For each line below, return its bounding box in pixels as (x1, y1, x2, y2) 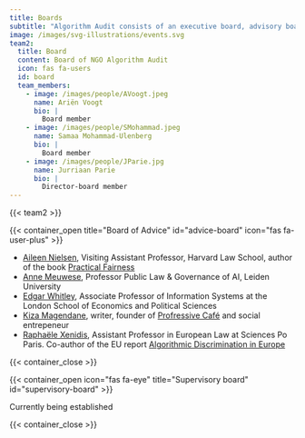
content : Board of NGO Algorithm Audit (17, 55, 169, 65)
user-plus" (9, 234, 50, 245)
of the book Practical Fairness (22, 262, 135, 273)
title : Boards (9, 13, 64, 23)
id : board (17, 73, 54, 82)
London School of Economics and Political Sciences (22, 301, 218, 312)
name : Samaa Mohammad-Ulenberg (33, 132, 152, 141)
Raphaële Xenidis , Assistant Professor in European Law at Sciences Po (22, 329, 288, 341)
